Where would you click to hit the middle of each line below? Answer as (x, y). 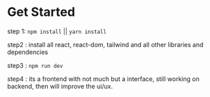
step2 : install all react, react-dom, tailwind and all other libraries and (105, 44)
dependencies (28, 52)
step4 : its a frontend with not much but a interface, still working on (103, 79)
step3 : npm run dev (35, 65)
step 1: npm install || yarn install (57, 31)
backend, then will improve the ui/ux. (60, 86)
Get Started (41, 12)
